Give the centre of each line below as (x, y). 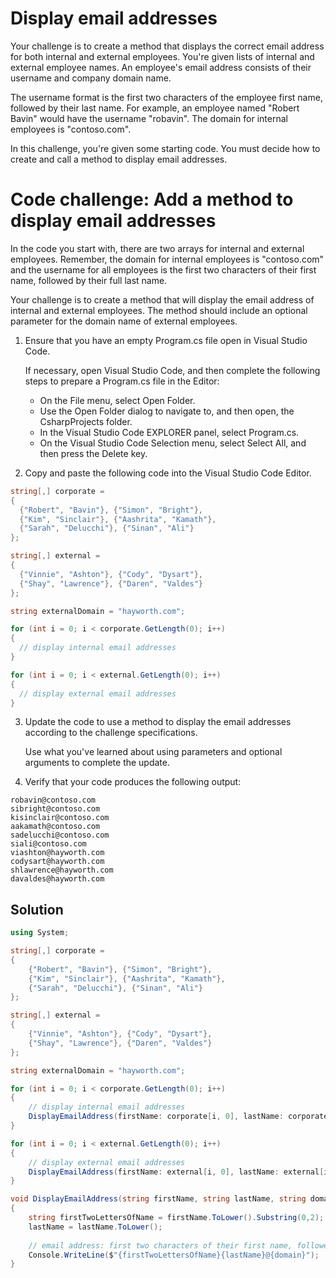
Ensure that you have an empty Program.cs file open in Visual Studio (166, 340)
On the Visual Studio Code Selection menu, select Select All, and (173, 443)
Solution (37, 909)
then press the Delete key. (93, 453)
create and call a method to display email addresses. (119, 159)
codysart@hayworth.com (57, 862)
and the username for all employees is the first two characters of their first (163, 269)
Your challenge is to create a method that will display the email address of (162, 299)
